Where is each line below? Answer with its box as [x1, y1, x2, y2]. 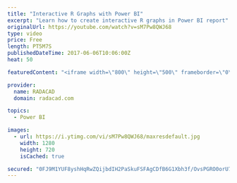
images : [7, 127, 30, 134]
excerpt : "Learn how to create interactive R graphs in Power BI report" [7, 17, 229, 24]
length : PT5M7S [7, 43, 52, 50]
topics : [7, 107, 30, 115]
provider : [7, 82, 37, 89]
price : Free [7, 37, 42, 44]
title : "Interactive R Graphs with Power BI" [7, 10, 143, 18]
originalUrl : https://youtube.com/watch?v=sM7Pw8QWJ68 [7, 23, 172, 30]
